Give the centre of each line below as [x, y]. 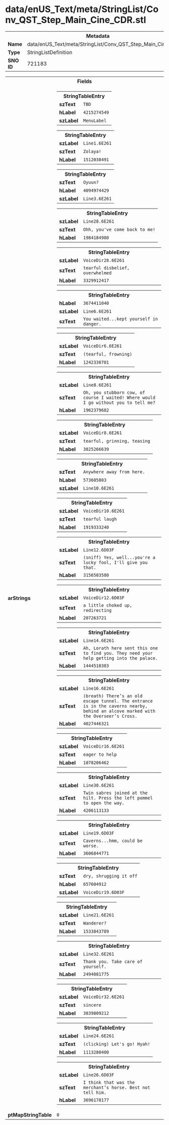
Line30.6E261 [99, 785]
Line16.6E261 [99, 688]
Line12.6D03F [99, 550]
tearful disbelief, [106, 268]
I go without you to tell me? [119, 402]
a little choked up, [107, 605]
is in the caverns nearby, [115, 706]
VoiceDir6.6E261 [102, 346]
